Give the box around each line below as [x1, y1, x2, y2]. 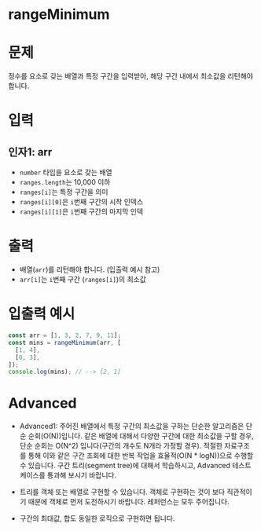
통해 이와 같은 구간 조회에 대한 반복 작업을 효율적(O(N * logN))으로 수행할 [28, 451, 254, 460]
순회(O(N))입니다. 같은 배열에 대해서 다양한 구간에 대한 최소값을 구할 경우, [28, 431, 254, 441]
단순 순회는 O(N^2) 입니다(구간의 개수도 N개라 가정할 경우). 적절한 [19, 441, 222, 451]
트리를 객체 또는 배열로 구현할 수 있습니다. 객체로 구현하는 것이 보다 [19, 487, 226, 496]
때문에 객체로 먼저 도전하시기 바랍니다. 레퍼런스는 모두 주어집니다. [28, 497, 230, 507]
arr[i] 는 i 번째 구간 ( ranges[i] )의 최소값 [19, 275, 147, 284]
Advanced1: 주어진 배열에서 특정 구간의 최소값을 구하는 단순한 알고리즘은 [19, 422, 244, 431]
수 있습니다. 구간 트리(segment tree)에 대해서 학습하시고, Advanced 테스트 [19, 461, 252, 471]
